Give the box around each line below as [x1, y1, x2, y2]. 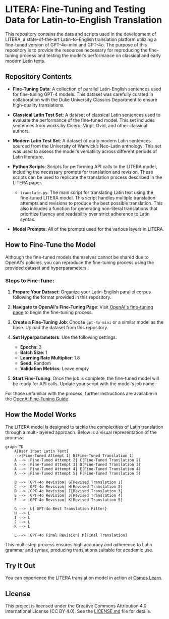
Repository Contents [5, 72, 72, 81]
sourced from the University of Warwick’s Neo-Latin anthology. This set [12, 143, 161, 149]
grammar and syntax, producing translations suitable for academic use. [5, 547, 154, 553]
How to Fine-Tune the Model [5, 241, 96, 249]
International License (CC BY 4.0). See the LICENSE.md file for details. [5, 608, 151, 614]
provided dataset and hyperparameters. [5, 265, 88, 271]
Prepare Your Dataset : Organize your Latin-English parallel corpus [12, 289, 151, 295]
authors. [12, 128, 30, 134]
